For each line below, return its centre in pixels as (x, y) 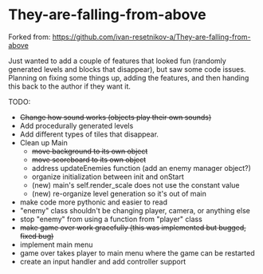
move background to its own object (90, 151)
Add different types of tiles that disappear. (89, 134)
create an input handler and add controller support (103, 261)
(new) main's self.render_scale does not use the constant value (136, 185)
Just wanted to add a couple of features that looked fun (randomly (118, 61)
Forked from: (29, 37)
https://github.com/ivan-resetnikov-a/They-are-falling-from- (151, 37)
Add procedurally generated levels (77, 125)
